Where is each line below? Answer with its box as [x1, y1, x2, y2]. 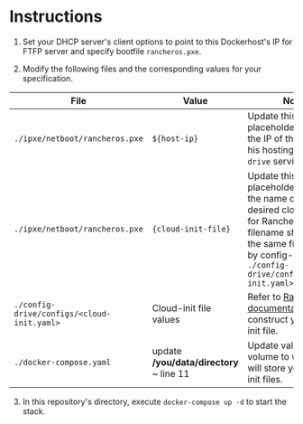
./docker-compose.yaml [14, 357, 111, 367]
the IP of [247, 132, 284, 145]
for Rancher [247, 214, 298, 227]
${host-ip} [151, 133, 198, 144]
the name [247, 192, 288, 204]
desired [247, 203, 280, 216]
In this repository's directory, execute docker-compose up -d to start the [22, 396, 287, 407]
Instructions [9, 6, 103, 27]
